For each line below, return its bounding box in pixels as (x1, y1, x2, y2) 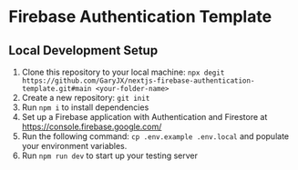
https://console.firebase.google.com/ (21, 121, 162, 132)
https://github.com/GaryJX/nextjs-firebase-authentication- (21, 76, 255, 85)
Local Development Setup (8, 43, 159, 58)
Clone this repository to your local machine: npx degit (21, 66, 225, 77)
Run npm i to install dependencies (21, 102, 149, 113)
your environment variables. (21, 141, 128, 151)
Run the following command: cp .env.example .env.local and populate (21, 131, 289, 142)
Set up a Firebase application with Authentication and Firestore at (21, 112, 268, 122)
